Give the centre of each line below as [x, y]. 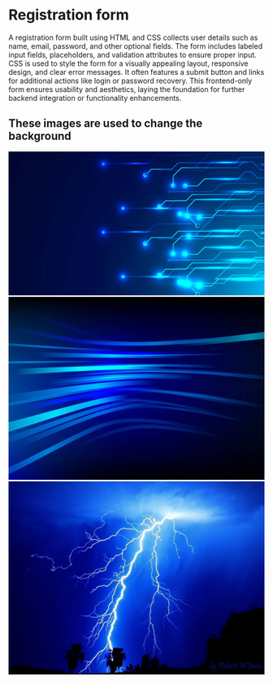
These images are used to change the [106, 124]
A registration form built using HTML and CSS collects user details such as [133, 37]
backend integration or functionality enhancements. [95, 98]
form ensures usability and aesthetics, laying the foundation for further [127, 89]
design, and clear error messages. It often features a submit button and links [136, 72]
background [40, 136]
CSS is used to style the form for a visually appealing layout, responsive [129, 63]
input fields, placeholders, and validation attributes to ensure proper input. [133, 54]
